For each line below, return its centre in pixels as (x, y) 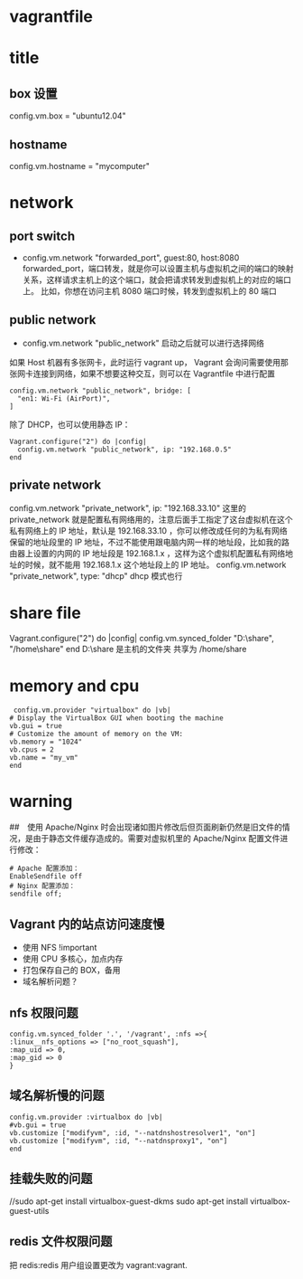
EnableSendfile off (46, 876)
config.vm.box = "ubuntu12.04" (68, 116)
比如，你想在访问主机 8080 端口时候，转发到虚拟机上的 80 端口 (158, 291)
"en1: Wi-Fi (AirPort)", (64, 398)
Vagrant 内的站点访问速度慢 (87, 924)
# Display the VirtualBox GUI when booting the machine (116, 718)
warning (41, 801)
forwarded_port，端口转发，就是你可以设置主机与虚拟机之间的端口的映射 (158, 268)
